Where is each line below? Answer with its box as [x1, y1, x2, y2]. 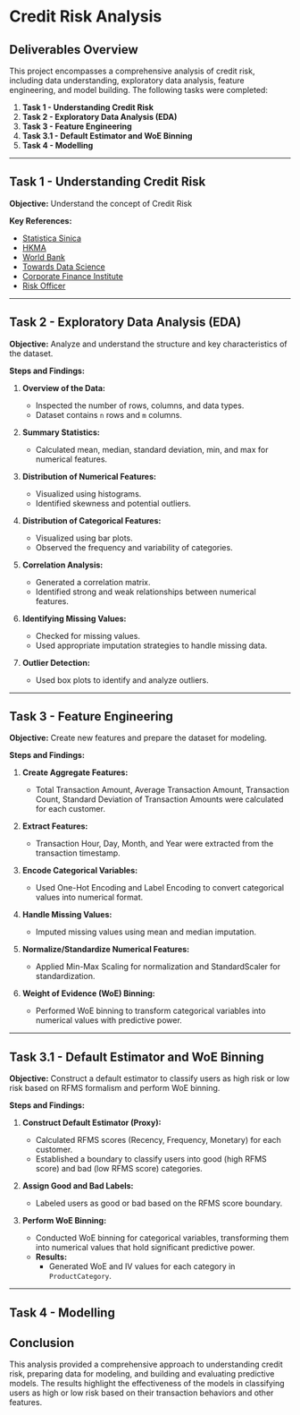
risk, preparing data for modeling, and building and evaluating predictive [9, 1368, 275, 1379]
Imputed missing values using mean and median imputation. [35, 926, 257, 937]
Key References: [9, 215, 72, 226]
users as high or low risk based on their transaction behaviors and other [9, 1387, 274, 1398]
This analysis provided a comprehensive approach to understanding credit [9, 1359, 283, 1370]
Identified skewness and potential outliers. [35, 498, 192, 508]
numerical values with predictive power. [35, 1015, 183, 1026]
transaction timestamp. [35, 848, 121, 858]
